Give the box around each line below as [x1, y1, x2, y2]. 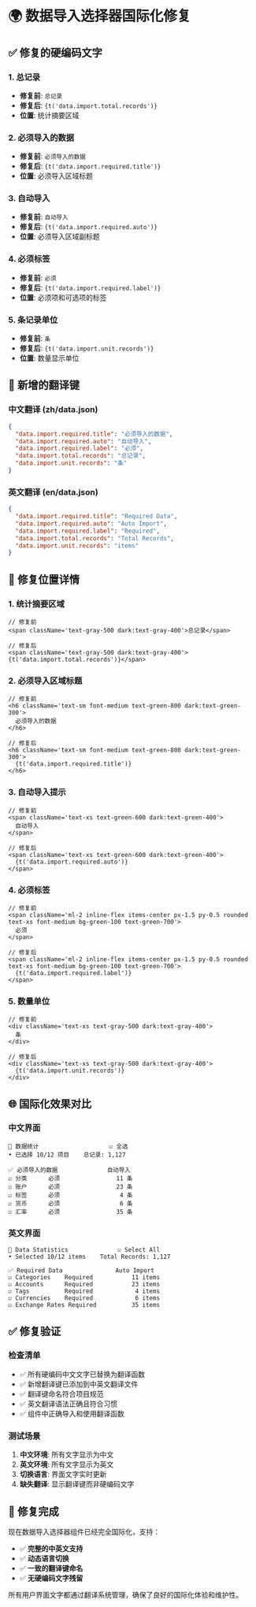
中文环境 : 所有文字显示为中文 [19, 1450, 114, 1460]
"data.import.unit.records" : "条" [15, 459, 128, 467]
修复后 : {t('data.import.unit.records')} [19, 343, 154, 353]
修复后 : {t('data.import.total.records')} [19, 100, 158, 110]
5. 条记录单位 [8, 314, 58, 325]
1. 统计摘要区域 [8, 598, 65, 609]
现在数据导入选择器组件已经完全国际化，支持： [8, 1527, 160, 1536]
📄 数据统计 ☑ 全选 [8, 1142, 128, 1150]
